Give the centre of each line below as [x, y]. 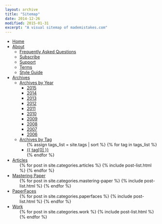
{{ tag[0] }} [38, 150]
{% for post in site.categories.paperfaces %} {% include [76, 196]
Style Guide [31, 72]
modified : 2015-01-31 [27, 23]
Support [27, 62]
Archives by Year [36, 83]
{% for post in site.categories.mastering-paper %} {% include [81, 181]
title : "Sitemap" [23, 14]
